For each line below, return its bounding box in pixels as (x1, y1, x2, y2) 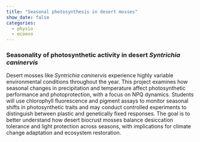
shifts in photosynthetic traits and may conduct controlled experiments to (6, 104, 187, 111)
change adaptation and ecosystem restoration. (6, 129, 122, 137)
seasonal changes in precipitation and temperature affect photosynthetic (6, 84, 186, 92)
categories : (6, 20, 36, 26)
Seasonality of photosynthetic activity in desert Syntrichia (6, 51, 181, 59)
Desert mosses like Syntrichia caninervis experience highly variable (6, 72, 174, 79)
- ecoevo (11, 31, 34, 37)
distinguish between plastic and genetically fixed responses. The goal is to (6, 110, 190, 117)
